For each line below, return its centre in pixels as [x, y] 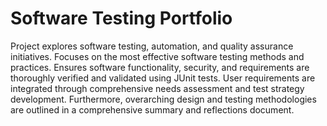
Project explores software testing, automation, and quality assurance [152, 46]
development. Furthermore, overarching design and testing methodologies [163, 99]
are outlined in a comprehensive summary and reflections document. [152, 109]
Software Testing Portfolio [121, 18]
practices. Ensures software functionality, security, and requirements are [160, 67]
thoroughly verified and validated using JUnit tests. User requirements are [163, 78]
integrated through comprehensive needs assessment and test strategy [157, 88]
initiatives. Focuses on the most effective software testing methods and [157, 56]
